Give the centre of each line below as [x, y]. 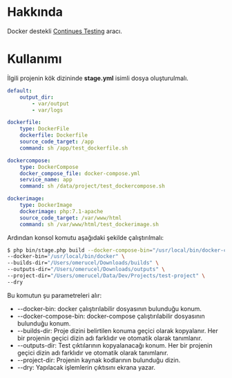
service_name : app [46, 180]
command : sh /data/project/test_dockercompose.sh [93, 186]
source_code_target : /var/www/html [71, 218]
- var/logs [48, 110]
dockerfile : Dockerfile [54, 135]
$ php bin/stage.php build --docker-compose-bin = [80, 250]
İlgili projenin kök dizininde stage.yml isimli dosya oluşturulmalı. [98, 78]
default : [20, 90]
